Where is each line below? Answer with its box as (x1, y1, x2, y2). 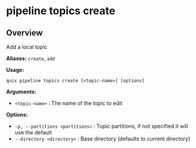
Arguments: (6, 88, 37, 95)
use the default (14, 129, 52, 136)
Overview (6, 28, 43, 38)
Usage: (6, 66, 25, 73)
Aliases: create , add (6, 55, 55, 62)
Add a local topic (6, 43, 48, 50)
